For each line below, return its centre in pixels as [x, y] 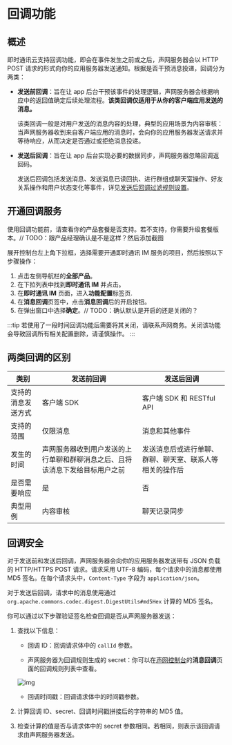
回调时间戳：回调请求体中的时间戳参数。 [85, 697]
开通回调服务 [35, 211]
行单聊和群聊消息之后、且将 [87, 459]
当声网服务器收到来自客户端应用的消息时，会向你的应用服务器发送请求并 [120, 132]
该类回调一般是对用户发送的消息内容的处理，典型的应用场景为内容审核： [120, 124]
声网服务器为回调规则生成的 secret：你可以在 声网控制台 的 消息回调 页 [125, 660]
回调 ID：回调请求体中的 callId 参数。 [82, 646]
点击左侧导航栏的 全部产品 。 [57, 275]
